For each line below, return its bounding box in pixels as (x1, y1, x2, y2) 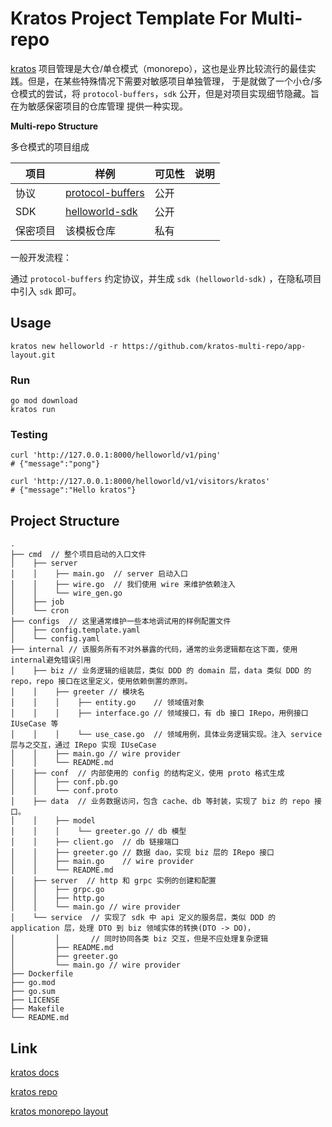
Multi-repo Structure (10, 120, 99, 132)
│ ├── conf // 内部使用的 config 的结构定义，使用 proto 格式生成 (10, 768, 285, 779)
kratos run (10, 405, 56, 415)
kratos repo (10, 1085, 58, 1097)
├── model (54, 816, 97, 826)
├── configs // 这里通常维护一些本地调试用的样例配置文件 (10, 617, 232, 627)
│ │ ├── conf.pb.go (10, 777, 118, 787)
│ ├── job (10, 597, 65, 607)
